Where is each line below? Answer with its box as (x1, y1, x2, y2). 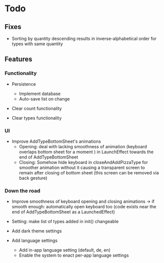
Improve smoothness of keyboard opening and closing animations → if (11, 198, 155, 204)
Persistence (11, 81, 36, 87)
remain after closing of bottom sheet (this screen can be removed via (19, 169, 159, 175)
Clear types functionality (11, 115, 62, 121)
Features (4, 55, 32, 64)
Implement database (19, 91, 61, 97)
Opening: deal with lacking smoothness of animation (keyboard (19, 143, 147, 149)
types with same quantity (11, 41, 63, 47)
